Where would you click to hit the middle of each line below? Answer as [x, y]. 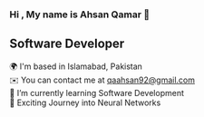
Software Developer [67, 44]
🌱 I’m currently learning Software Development [97, 93]
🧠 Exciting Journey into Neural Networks [85, 102]
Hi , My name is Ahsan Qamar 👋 [80, 15]
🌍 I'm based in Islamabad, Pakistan [76, 66]
